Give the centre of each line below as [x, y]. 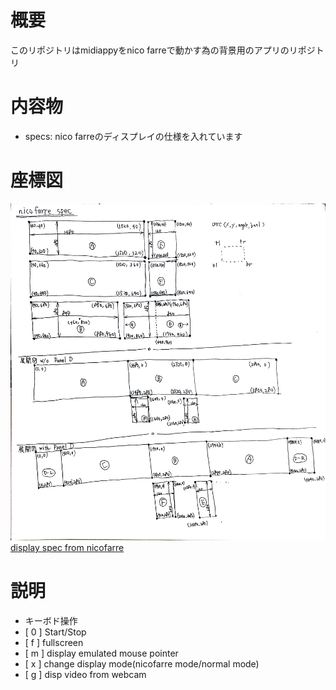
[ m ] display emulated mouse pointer [101, 653]
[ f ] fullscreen [54, 643]
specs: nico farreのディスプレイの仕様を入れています [133, 136]
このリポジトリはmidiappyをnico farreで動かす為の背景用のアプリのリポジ [163, 50]
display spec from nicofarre [67, 548]
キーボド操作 [51, 621]
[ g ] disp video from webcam [85, 675]
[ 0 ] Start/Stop [55, 632]
